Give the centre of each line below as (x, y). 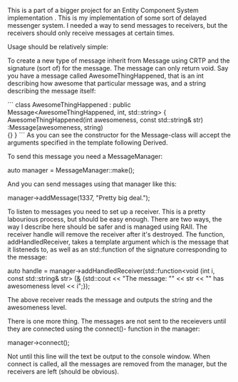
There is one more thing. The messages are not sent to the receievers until (117, 321)
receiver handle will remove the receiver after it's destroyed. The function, (116, 234)
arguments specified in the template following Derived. (88, 143)
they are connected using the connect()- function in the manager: (104, 329)
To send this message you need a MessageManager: (85, 156)
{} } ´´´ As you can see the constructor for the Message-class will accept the (119, 135)
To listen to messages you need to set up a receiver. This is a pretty (107, 212)
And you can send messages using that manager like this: (92, 184)
